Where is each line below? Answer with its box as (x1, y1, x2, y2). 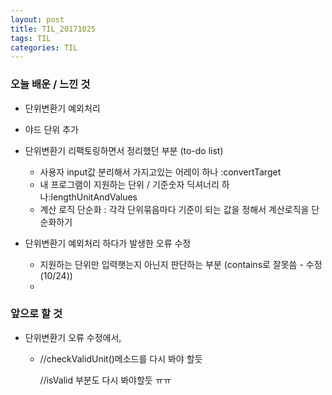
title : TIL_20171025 (10, 24, 97, 34)
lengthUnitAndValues (50, 191, 138, 203)
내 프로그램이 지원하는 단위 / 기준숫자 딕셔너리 (39, 178, 220, 190)
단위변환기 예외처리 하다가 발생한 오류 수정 (24, 237, 192, 249)
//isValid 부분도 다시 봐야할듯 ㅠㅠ (39, 374, 172, 386)
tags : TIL (10, 33, 52, 43)
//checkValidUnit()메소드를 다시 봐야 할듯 (39, 352, 203, 365)
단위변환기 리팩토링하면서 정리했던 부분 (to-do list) (24, 144, 224, 156)
